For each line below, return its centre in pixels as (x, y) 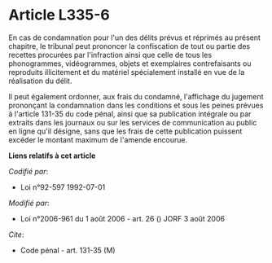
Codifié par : (29, 171)
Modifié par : (29, 203)
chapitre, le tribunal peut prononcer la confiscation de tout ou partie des (129, 46)
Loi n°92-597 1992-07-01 (63, 187)
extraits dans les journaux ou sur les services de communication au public (133, 122)
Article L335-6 (59, 15)
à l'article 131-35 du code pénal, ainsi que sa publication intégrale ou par (130, 114)
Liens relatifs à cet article (52, 156)
